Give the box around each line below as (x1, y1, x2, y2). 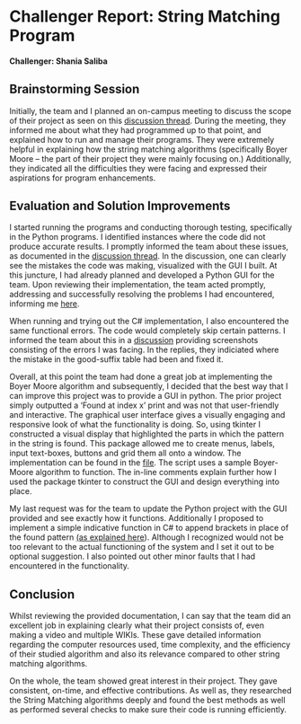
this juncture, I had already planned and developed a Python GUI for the (9, 269, 275, 280)
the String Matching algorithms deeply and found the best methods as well (9, 694, 286, 706)
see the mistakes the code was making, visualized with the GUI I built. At (9, 260, 278, 271)
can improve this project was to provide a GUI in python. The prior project (9, 391, 282, 402)
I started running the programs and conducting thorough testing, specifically (9, 222, 293, 233)
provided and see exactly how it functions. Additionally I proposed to (9, 513, 264, 524)
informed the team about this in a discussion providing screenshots (9, 335, 259, 346)
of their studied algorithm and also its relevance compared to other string (9, 649, 280, 659)
